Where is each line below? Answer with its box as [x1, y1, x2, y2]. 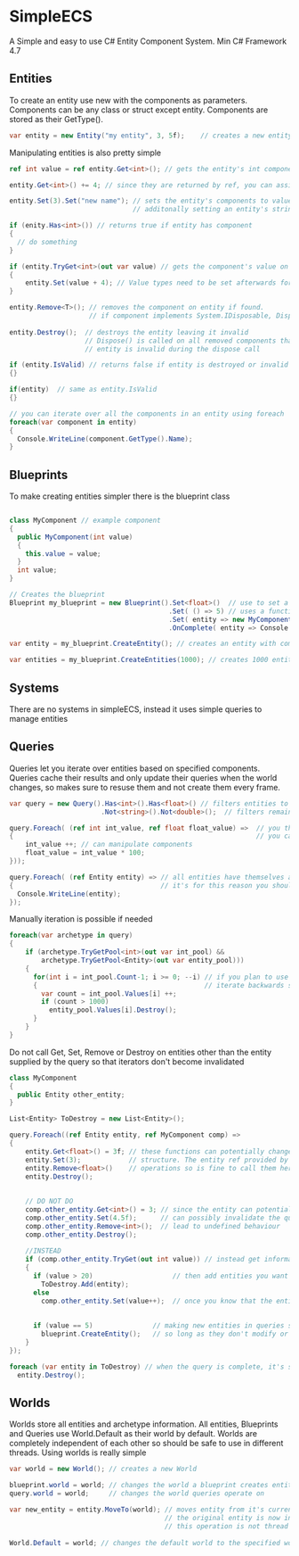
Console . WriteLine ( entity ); [17, 890, 122, 898]
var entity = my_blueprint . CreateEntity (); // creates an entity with [9, 640, 277, 649]
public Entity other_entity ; [17, 1090, 125, 1099]
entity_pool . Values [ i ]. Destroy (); [48, 1006, 177, 1014]
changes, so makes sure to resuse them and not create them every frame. [9, 782, 280, 792]
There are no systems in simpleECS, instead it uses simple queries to [9, 704, 263, 715]
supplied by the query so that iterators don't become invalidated [9, 1055, 245, 1067]
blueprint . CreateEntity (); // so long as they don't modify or [41, 1329, 289, 1339]
